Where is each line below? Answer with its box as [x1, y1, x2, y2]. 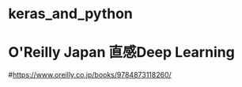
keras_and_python [8, 5, 133, 23]
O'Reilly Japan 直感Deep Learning [8, 43, 235, 62]
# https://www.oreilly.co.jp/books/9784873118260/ [8, 70, 172, 80]
